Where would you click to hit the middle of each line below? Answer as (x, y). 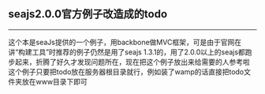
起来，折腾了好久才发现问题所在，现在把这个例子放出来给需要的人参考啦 (132, 62)
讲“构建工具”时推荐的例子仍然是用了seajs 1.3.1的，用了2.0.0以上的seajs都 (127, 52)
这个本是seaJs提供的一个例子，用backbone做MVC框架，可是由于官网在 (125, 42)
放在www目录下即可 (55, 81)
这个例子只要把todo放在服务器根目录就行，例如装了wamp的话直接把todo (126, 71)
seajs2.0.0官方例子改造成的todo (88, 14)
